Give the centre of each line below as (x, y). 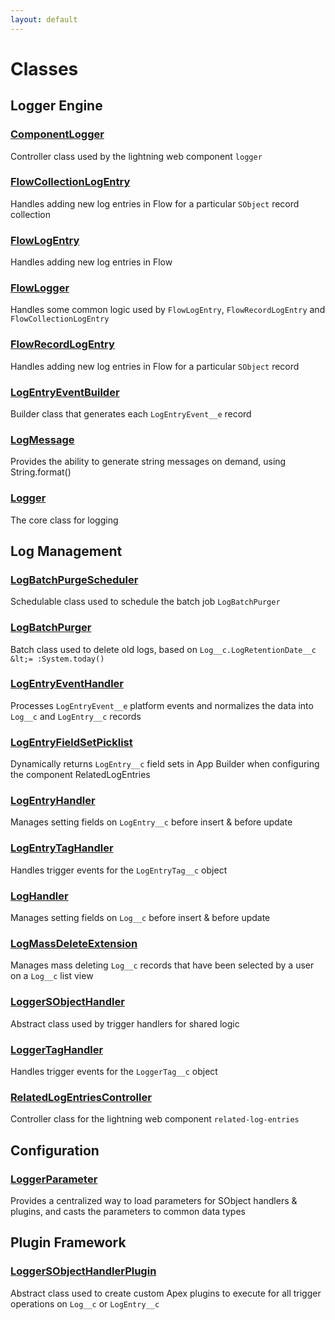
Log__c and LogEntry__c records (76, 716)
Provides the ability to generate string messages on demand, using (148, 462)
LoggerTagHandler (57, 1049)
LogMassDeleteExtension (74, 943)
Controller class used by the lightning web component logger (136, 156)
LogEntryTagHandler (62, 848)
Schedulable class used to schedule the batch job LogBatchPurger (145, 602)
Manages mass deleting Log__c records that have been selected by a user (162, 965)
